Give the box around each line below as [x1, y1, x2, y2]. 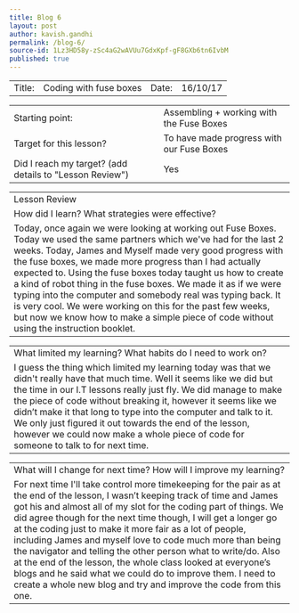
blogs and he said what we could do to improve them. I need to [13, 568, 276, 579]
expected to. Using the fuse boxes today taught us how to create [13, 266, 284, 279]
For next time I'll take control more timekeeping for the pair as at [13, 478, 281, 490]
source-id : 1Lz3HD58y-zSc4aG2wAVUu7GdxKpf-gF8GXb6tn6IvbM [9, 46, 229, 55]
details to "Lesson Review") [13, 168, 129, 181]
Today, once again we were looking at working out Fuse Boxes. [13, 222, 277, 234]
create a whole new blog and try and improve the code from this [13, 578, 282, 591]
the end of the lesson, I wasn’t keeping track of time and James [13, 489, 279, 502]
